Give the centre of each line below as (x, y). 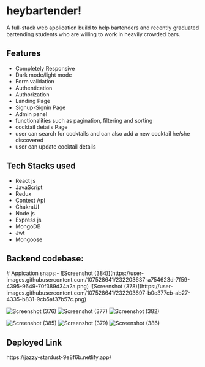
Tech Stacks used (41, 166)
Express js (28, 220)
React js (25, 180)
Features (24, 54)
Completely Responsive (45, 68)
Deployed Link (34, 342)
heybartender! (44, 11)
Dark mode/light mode (43, 75)
